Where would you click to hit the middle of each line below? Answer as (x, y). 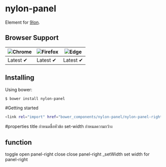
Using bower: (19, 89)
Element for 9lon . (23, 22)
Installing (20, 78)
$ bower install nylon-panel (35, 99)
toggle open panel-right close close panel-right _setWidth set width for (77, 154)
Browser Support (32, 38)
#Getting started (22, 108)
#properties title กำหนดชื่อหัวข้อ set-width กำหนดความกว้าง (59, 126)
